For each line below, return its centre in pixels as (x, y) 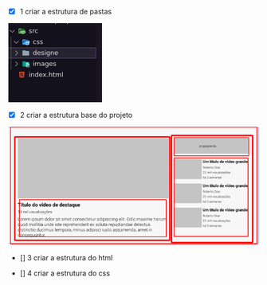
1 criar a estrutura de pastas (66, 12)
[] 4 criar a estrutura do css (65, 273)
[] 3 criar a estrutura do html (66, 258)
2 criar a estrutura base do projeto (76, 115)
